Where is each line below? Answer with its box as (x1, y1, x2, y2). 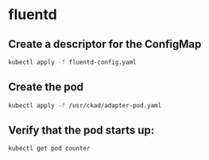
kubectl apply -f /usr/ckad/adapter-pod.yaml (8, 101, 161, 109)
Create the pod (8, 80, 84, 94)
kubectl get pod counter (8, 145, 91, 153)
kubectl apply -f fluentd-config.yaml (8, 58, 137, 66)
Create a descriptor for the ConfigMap (8, 37, 202, 51)
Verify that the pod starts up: (8, 123, 155, 137)
